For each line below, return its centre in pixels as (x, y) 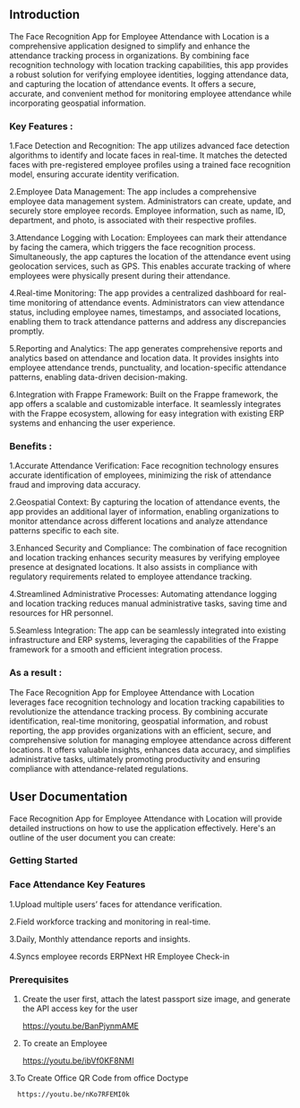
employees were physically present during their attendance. (120, 276)
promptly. (27, 332)
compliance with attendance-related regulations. (99, 768)
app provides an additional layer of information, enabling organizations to (144, 512)
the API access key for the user (80, 1008)
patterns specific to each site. (64, 531)
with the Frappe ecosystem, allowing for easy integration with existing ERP (147, 414)
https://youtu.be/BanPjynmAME (81, 1026)
